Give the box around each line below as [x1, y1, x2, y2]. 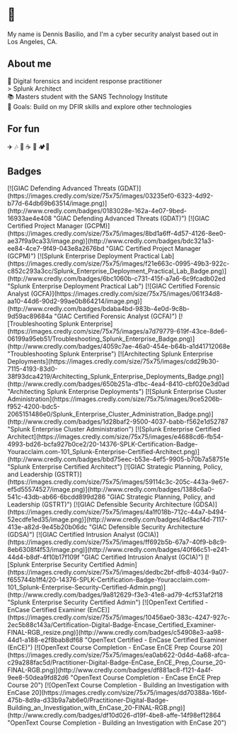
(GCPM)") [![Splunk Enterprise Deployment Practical [7, 252, 160, 261]
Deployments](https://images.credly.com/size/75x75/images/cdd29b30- [7, 357, 219, 366]
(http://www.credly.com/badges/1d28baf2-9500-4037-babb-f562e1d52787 [7, 417, 229, 426]
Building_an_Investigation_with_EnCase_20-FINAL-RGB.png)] [7, 704, 185, 712]
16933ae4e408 [7, 214, 52, 222]
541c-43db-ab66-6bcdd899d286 [7, 492, 106, 502]
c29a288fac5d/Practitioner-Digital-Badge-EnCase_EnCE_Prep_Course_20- [7, 658, 226, 667]
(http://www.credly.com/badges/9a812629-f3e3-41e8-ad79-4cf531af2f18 [7, 591, 224, 599]
